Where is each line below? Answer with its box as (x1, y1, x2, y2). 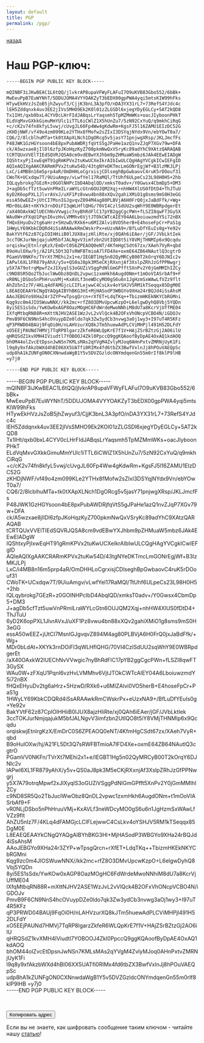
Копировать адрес (9, 1011, 53, 1018)
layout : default (6, 9, 47, 15)
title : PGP (6, 15, 34, 21)
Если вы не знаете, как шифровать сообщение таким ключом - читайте (6, 1023, 193, 1031)
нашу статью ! (6, 1030, 41, 1038)
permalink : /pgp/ (6, 20, 51, 26)
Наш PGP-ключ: (6, 59, 91, 72)
